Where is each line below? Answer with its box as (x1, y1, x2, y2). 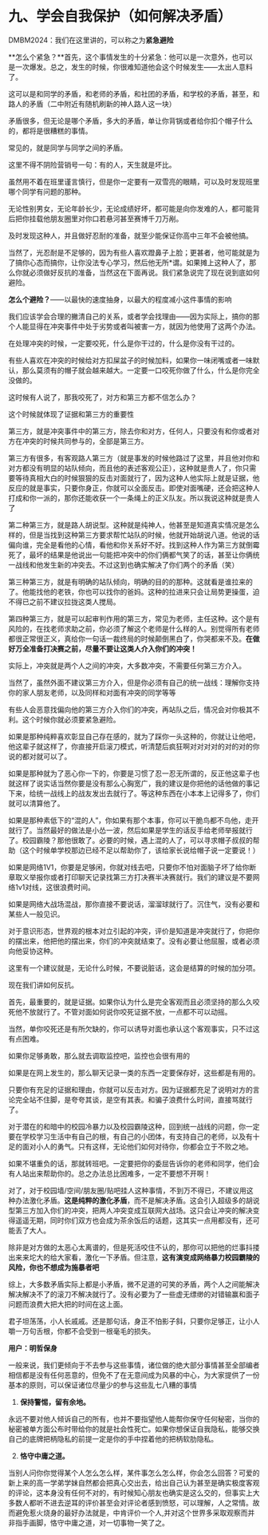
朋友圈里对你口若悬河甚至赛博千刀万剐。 (49, 213, 183, 224)
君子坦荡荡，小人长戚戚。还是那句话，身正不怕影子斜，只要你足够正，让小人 (8, 1316, 260, 1326)
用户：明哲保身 (8, 1343, 57, 1353)
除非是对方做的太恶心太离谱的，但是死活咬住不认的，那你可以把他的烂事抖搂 (8, 1242, 260, 1252)
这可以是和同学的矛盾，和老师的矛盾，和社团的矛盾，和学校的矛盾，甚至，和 (8, 89, 260, 98)
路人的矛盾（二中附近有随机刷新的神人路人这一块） (8, 99, 176, 109)
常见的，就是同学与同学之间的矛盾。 (8, 143, 128, 152)
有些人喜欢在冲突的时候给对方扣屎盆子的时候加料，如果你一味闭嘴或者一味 (8, 355, 253, 365)
